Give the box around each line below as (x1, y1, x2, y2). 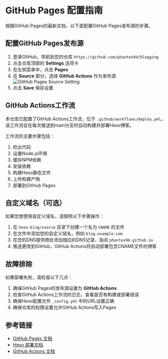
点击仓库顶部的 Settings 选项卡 (12, 60, 79, 66)
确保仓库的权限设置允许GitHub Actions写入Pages (12, 304, 117, 310)
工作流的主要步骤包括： (5, 133, 55, 139)
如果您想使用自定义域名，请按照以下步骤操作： (5, 213, 104, 219)
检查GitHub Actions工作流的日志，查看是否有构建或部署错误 (12, 291, 139, 298)
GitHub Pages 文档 (12, 335, 53, 341)
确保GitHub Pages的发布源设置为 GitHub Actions (12, 285, 117, 291)
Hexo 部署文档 (12, 342, 44, 348)
